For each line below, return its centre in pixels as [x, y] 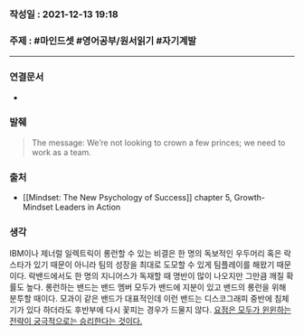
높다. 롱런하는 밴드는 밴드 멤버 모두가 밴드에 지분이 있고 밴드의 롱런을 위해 [156, 287]
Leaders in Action [88, 207]
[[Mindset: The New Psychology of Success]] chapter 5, [127, 198]
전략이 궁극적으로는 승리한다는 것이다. [76, 321]
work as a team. [62, 152]
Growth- [249, 198]
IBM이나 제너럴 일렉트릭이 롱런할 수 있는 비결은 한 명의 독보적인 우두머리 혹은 [146, 254]
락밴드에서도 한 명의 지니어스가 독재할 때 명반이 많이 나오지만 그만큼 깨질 [157, 276]
